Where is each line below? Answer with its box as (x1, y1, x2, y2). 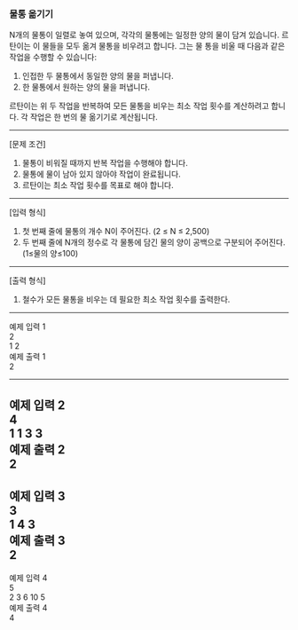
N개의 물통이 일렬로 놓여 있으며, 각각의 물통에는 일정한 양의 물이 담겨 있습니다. (9, 29, 279, 41)
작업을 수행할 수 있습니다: (9, 51, 98, 63)
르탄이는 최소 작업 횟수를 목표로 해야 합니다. (21, 180, 175, 191)
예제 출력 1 (9, 351, 46, 362)
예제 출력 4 (9, 602, 48, 613)
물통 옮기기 (9, 7, 54, 20)
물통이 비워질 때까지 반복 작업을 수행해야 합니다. (21, 158, 188, 169)
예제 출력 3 (9, 533, 66, 548)
